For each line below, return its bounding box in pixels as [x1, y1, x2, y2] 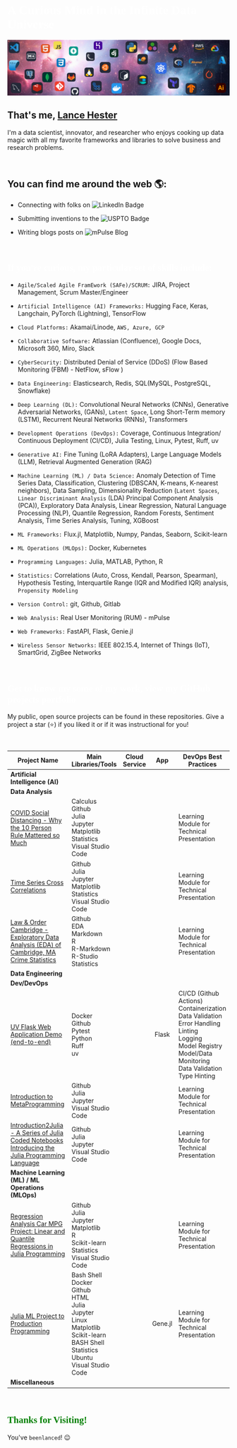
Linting [178, 1026, 199, 1035]
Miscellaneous [10, 1378, 55, 1387]
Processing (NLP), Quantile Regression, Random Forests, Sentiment [17, 509, 214, 518]
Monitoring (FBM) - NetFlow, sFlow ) [17, 365, 123, 374]
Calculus [71, 797, 97, 806]
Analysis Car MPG [10, 1220, 63, 1228]
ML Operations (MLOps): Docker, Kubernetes [17, 544, 147, 552]
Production [10, 1319, 42, 1328]
